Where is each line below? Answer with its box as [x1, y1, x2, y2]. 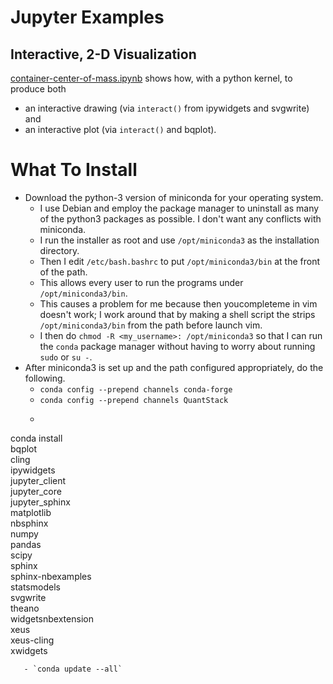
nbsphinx [10, 517, 49, 529]
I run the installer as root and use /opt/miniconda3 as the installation [39, 234, 320, 246]
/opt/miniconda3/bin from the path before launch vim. [39, 319, 263, 331]
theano [10, 602, 40, 614]
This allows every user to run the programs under [39, 276, 244, 288]
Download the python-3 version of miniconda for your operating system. [24, 191, 324, 203]
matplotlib [10, 506, 52, 518]
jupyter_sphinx [10, 496, 71, 508]
